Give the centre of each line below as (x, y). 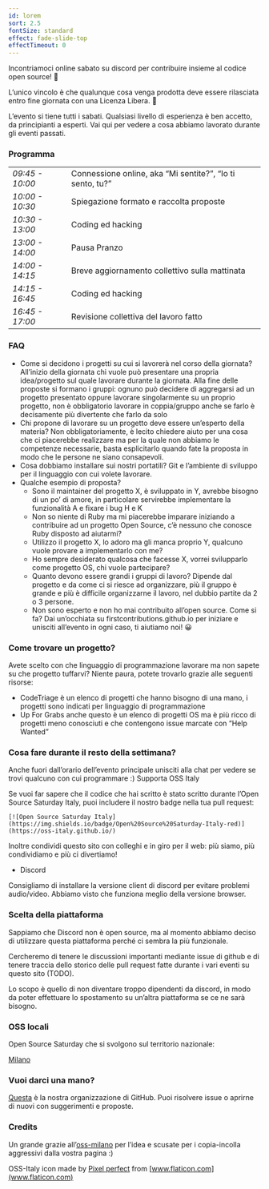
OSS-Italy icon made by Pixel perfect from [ (80, 1168)
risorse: (21, 682)
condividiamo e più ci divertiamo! (63, 854)
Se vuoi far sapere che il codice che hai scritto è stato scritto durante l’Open (134, 794)
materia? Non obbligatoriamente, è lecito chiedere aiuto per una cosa (134, 431)
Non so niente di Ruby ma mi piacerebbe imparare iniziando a (133, 516)
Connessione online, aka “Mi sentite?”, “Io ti (153, 174)
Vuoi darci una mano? (52, 1080)
